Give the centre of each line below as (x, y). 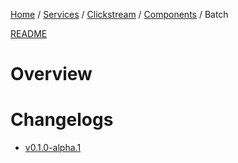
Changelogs (62, 120)
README (29, 33)
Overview (51, 74)
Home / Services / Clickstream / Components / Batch (119, 14)
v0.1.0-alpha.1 (53, 148)
